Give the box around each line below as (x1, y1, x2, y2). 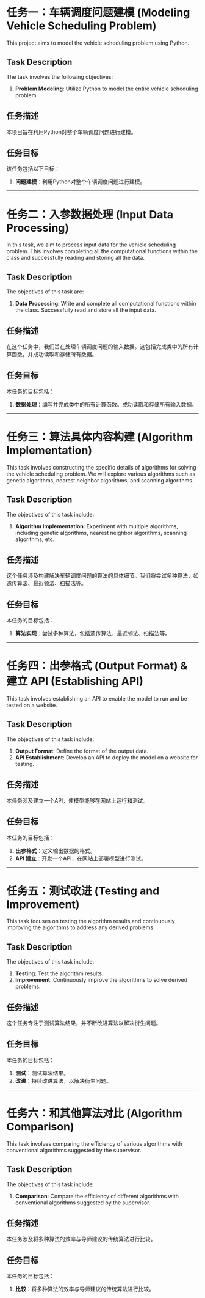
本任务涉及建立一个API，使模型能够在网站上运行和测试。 (6, 797, 149, 804)
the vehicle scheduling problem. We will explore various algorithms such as (6, 470, 196, 478)
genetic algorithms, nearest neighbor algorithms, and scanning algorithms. (6, 476, 194, 484)
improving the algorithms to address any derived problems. (6, 924, 155, 931)
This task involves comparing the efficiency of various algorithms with (6, 1140, 183, 1147)
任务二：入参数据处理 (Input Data (6, 207, 174, 221)
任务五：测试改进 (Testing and (6, 884, 160, 898)
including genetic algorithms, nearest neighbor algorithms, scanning (15, 529, 187, 536)
